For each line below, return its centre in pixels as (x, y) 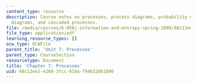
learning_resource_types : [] (42, 39)
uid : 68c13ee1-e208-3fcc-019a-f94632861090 (60, 71)
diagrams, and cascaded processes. (55, 22)
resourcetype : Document (35, 60)
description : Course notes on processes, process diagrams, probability (97, 17)
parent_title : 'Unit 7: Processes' (50, 50)
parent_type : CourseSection (40, 55)
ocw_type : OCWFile (28, 44)
